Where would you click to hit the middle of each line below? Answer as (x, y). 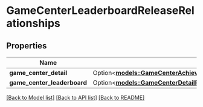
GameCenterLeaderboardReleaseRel (100, 11)
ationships (33, 23)
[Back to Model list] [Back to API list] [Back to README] (76, 98)
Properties (27, 46)
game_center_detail (38, 73)
